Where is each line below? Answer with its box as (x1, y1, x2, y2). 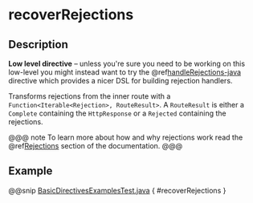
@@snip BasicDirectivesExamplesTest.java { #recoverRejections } (8, 185, 226, 195)
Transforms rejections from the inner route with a (8, 91, 171, 101)
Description (8, 38, 68, 51)
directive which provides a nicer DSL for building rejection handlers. (8, 76, 233, 85)
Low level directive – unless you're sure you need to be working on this (8, 59, 246, 68)
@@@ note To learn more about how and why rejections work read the (8, 132, 243, 142)
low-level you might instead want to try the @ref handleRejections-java (8, 67, 242, 77)
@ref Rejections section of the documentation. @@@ (8, 141, 183, 150)
